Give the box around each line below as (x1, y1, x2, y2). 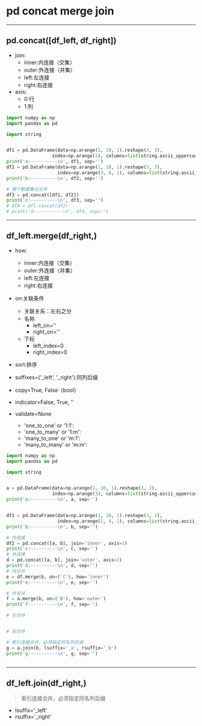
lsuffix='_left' (14, 707, 47, 714)
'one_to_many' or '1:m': (23, 428, 81, 435)
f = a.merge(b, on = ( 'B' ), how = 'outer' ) (6, 596, 106, 602)
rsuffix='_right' (14, 713, 52, 721)
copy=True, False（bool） (14, 386, 79, 394)
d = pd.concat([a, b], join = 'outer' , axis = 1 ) (6, 557, 122, 563)
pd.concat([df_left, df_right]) (6, 36, 117, 46)
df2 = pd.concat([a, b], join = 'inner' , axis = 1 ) (6, 540, 128, 546)
